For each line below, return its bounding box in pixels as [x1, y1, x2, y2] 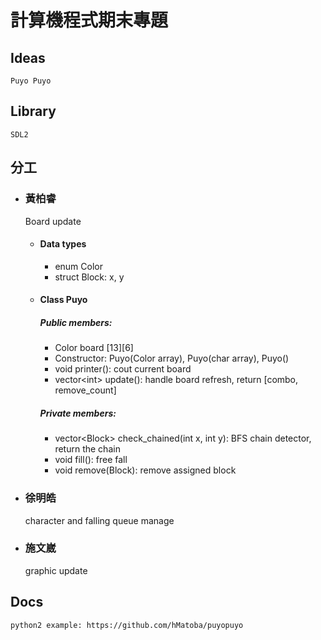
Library [10, 103, 57, 120]
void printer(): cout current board [54, 363, 192, 375]
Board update [24, 215, 82, 227]
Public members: [39, 316, 113, 328]
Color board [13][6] [54, 342, 134, 354]
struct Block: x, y [54, 271, 125, 283]
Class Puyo [39, 294, 88, 306]
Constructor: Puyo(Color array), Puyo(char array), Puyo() [54, 352, 290, 365]
